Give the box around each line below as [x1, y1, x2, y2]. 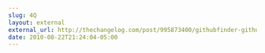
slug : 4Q [8, 11, 37, 19]
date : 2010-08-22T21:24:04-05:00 [8, 33, 118, 41]
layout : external [8, 19, 65, 26]
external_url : [8, 26, 55, 34]
